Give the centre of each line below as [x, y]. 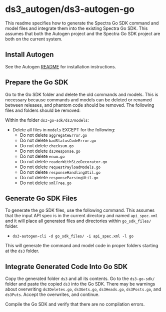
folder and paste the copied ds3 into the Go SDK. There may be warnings [80, 284]
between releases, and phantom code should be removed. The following [80, 105]
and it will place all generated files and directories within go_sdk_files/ [78, 221]
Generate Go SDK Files [41, 198]
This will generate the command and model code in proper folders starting [82, 246]
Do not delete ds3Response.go [50, 151]
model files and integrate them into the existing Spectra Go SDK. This [76, 28]
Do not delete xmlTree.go [45, 183]
